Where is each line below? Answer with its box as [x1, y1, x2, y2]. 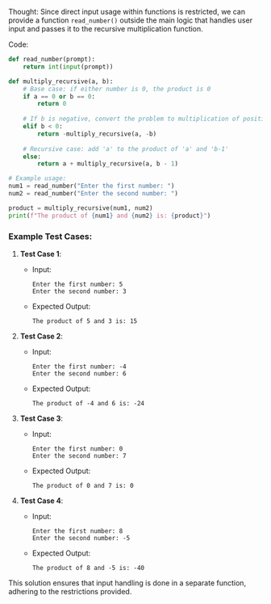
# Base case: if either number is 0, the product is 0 [23, 85, 211, 93]
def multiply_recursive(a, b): [8, 77, 114, 86]
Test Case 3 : [19, 413, 63, 423]
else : [23, 153, 42, 161]
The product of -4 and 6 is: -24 [31, 399, 145, 407]
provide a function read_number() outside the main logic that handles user [8, 15, 252, 25]
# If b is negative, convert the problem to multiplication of [23, 115, 240, 124]
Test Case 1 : [19, 249, 62, 258]
